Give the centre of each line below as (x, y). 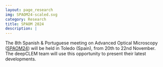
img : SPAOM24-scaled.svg (31, 15)
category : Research (26, 19)
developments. (21, 59)
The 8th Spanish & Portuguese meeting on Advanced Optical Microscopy (81, 43)
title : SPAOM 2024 (25, 24)
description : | (21, 29)
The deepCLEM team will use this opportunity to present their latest (76, 54)
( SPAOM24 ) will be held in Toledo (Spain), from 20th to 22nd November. (80, 48)
